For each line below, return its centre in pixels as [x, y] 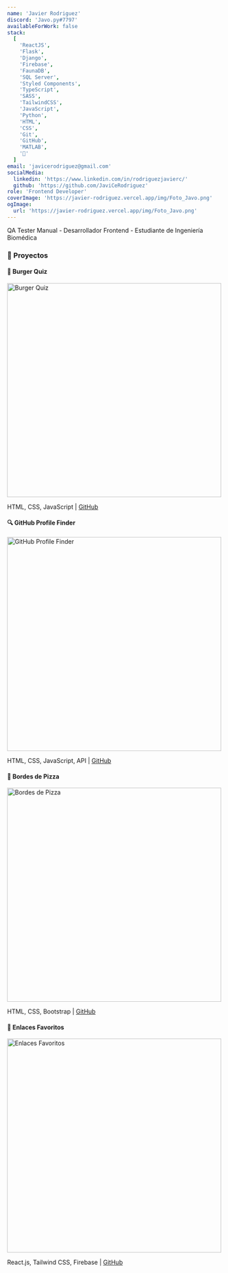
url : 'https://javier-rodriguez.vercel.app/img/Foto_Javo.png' [105, 211]
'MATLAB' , [34, 147]
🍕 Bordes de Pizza [33, 776]
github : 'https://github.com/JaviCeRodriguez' [81, 186]
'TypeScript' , [39, 90]
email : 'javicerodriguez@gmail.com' [59, 166]
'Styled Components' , [50, 84]
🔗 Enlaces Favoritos [36, 1027]
